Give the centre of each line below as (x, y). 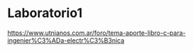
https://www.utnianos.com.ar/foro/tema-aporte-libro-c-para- (96, 33)
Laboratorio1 (45, 13)
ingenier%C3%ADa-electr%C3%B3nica (66, 40)
